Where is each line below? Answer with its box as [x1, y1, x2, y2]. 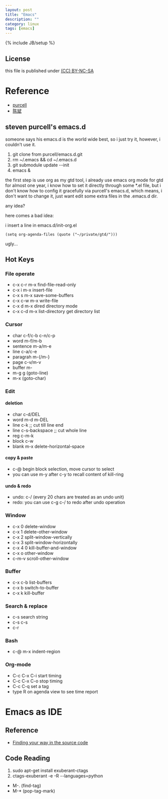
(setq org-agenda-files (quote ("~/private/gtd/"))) [5, 232, 118, 237]
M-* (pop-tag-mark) [12, 787, 55, 794]
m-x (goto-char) [12, 375, 46, 381]
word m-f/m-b [12, 338, 42, 344]
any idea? [5, 203, 26, 209]
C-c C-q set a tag [12, 683, 49, 689]
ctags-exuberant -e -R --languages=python [12, 772, 103, 779]
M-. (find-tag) [12, 782, 42, 788]
